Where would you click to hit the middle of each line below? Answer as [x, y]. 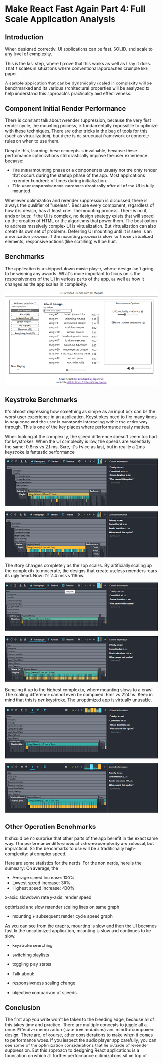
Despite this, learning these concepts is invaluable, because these [71, 150]
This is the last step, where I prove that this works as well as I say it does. [78, 63]
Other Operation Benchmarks [50, 827]
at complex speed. [48, 854]
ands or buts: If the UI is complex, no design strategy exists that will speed [79, 216]
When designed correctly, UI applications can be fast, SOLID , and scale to [79, 49]
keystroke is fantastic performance [40, 452]
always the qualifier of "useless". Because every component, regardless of [80, 205]
